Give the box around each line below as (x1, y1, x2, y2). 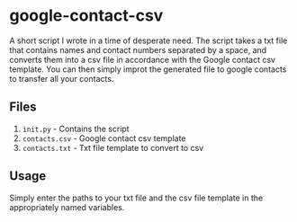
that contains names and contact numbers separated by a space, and (9, 44, 267, 55)
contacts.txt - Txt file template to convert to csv (22, 142, 204, 153)
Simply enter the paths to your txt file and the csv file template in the (9, 192, 264, 203)
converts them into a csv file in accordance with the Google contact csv (9, 54, 276, 65)
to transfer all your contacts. (9, 73, 114, 84)
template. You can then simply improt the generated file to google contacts (9, 64, 287, 75)
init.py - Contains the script (22, 123, 130, 134)
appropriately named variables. (9, 201, 125, 212)
